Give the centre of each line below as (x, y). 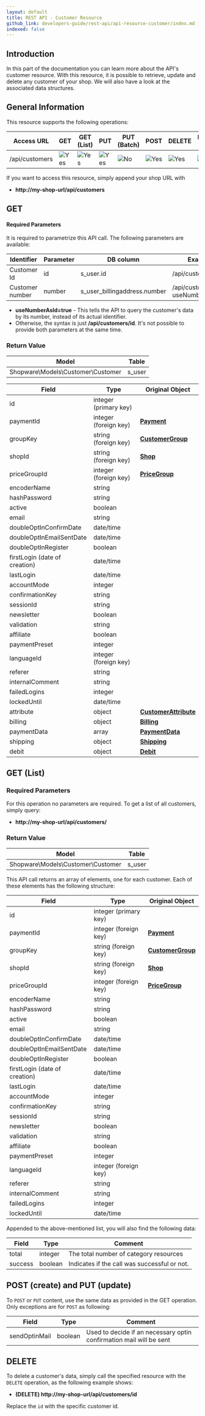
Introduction (31, 54)
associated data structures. (41, 88)
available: (18, 245)
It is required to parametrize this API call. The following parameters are (95, 238)
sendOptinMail (30, 1336)
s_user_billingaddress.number (123, 291)
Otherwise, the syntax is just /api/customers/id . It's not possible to (100, 323)
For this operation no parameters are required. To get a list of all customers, (101, 804)
